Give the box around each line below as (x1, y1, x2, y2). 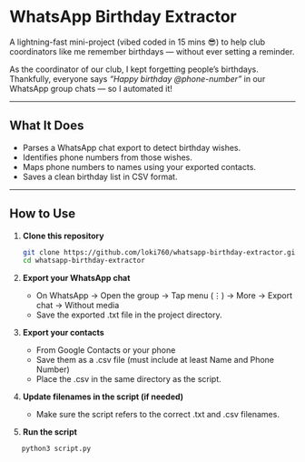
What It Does (9, 118, 84, 134)
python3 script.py (21, 444, 92, 454)
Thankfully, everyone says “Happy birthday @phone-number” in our (9, 73, 266, 84)
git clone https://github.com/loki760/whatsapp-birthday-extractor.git (22, 247, 300, 256)
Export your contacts (22, 327, 104, 338)
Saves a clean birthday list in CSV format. (22, 171, 178, 182)
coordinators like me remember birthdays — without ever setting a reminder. (9, 45, 295, 56)
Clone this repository (22, 230, 104, 241)
